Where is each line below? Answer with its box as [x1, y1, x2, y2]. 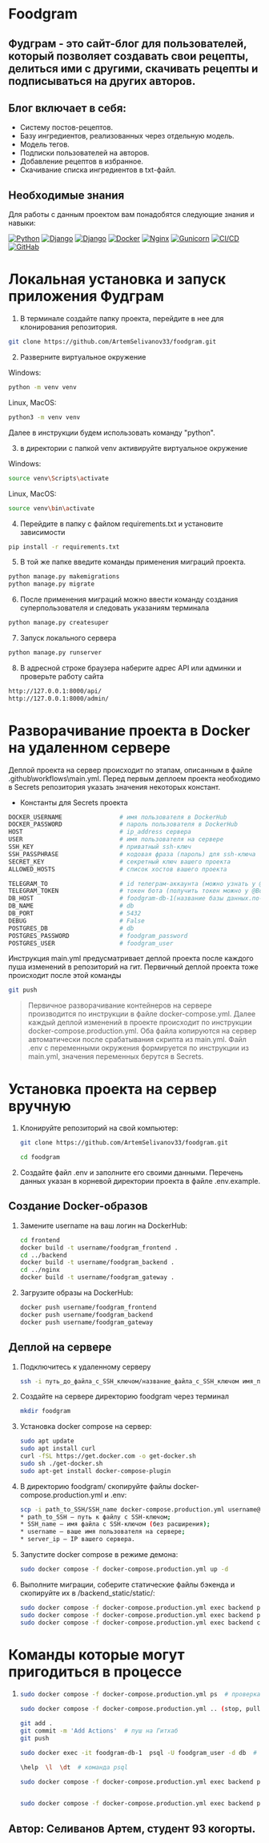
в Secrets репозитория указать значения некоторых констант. [8, 782, 221, 791]
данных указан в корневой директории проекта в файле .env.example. [19, 1177, 261, 1186]
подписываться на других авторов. [8, 74, 196, 88]
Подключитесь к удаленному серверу [19, 1362, 151, 1371]
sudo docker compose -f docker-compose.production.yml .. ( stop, [19, 1705, 243, 1713]
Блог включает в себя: [8, 101, 126, 115]
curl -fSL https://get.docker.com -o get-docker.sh [19, 1452, 196, 1460]
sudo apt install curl [19, 1445, 96, 1453]
